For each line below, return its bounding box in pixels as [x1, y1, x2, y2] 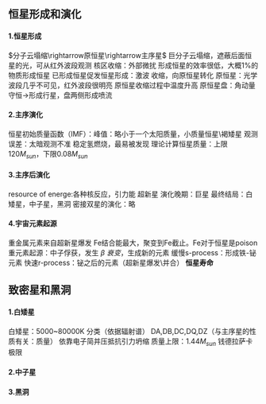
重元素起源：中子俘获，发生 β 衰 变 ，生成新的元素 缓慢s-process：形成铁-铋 [8, 248, 256, 257]
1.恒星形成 [8, 31, 42, 41]
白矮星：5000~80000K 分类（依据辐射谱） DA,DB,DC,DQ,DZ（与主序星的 [8, 326, 250, 336]
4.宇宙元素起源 [8, 219, 57, 228]
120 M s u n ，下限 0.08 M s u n [8, 149, 88, 161]
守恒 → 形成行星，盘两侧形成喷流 [8, 90, 113, 99]
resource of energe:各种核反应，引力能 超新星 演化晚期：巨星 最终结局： [8, 189, 246, 199]
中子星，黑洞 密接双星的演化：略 [29, 199, 136, 208]
